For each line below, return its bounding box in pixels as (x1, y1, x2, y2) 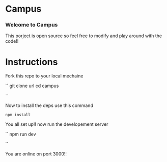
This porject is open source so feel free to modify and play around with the (5, 33, 162, 39)
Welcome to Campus (5, 21, 58, 29)
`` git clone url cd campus (5, 83, 59, 89)
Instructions (5, 56, 58, 68)
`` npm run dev (5, 131, 37, 138)
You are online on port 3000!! (5, 151, 67, 157)
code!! (5, 38, 19, 44)
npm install (5, 113, 31, 118)
